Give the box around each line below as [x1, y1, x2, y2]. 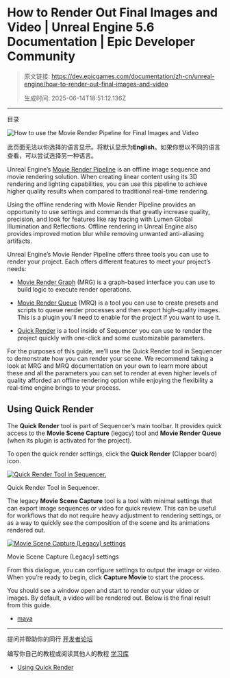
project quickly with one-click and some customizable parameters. [16, 334, 205, 342]
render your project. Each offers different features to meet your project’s [7, 257, 211, 266]
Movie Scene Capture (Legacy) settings [7, 552, 119, 561]
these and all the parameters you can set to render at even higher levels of [7, 369, 218, 377]
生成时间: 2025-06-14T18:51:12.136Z [23, 94, 127, 102]
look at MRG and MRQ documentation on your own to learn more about [7, 362, 207, 370]
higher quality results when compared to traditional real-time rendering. [7, 187, 209, 195]
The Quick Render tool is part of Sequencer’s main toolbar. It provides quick [7, 421, 222, 430]
